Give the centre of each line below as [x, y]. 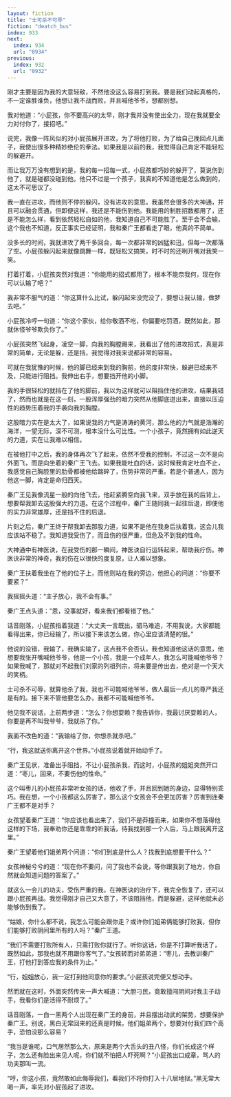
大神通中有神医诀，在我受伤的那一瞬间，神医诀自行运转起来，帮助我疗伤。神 [115, 550]
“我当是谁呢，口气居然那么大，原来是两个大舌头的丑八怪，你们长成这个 [108, 1046]
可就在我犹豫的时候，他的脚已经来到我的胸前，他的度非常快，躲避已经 [107, 367]
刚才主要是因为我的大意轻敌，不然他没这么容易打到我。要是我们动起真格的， [115, 92]
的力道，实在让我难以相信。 [46, 439]
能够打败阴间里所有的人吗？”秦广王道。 [69, 930]
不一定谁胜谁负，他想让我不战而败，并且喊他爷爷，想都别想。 [95, 100]
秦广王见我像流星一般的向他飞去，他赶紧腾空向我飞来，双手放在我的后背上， [115, 494]
